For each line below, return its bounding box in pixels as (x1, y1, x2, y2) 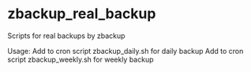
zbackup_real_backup (7, 5, 156, 23)
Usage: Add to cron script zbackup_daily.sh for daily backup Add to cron (7, 46, 244, 55)
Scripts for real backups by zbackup (7, 31, 126, 40)
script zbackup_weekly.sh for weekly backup (7, 55, 155, 64)
